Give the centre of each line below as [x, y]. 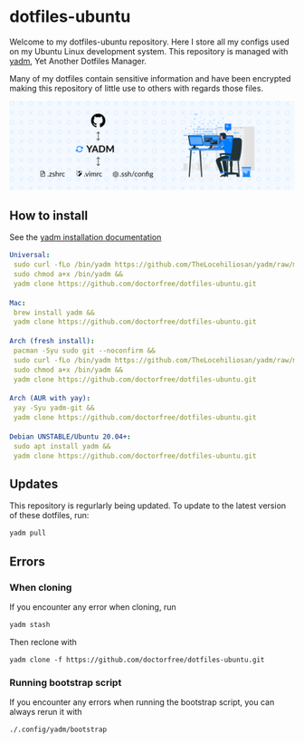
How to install [49, 215]
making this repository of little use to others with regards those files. [137, 88]
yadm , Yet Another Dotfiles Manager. [78, 61]
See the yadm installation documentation [85, 237]
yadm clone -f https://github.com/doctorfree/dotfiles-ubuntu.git [137, 660]
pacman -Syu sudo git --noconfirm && [84, 351]
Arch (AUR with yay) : [50, 399]
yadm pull [28, 533]
